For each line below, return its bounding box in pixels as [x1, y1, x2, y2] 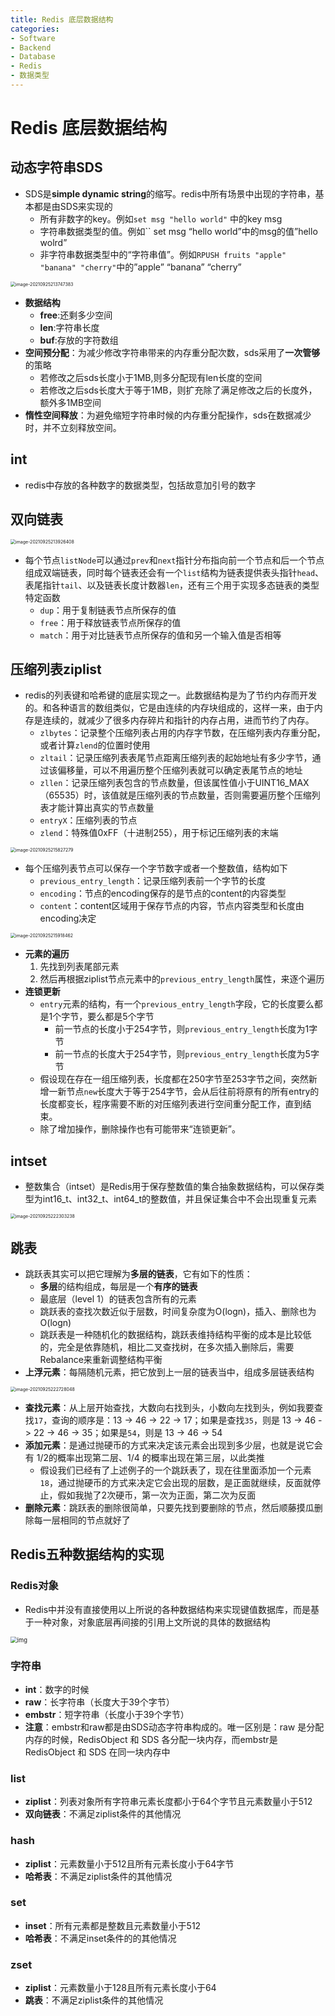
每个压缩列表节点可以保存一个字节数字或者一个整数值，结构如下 [24, 862, 288, 875]
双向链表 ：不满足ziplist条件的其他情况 [24, 1808, 182, 1820]
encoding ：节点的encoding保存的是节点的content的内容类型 [39, 887, 287, 900]
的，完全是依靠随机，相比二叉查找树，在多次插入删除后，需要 [39, 1341, 295, 1353]
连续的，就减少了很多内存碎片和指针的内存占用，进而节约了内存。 [42, 714, 315, 726]
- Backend [10, 42, 52, 53]
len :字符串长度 [39, 321, 100, 333]
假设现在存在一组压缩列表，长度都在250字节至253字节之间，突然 [39, 1073, 309, 1085]
